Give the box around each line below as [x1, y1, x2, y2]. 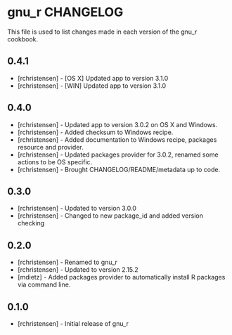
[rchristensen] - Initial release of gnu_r [17, 320, 129, 327]
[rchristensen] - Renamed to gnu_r [17, 258, 118, 267]
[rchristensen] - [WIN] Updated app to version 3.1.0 [17, 81, 167, 90]
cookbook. [7, 34, 39, 43]
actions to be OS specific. [17, 157, 93, 166]
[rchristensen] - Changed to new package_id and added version [17, 211, 204, 220]
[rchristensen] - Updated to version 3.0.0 [17, 204, 137, 213]
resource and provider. [17, 143, 84, 151]
